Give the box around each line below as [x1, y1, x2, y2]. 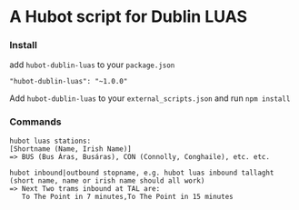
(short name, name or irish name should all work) [9, 175, 205, 185]
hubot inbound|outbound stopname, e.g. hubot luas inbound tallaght [9, 168, 274, 177]
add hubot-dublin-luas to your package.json [9, 59, 175, 70]
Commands [9, 115, 62, 128]
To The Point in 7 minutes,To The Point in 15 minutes [21, 192, 234, 201]
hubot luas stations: [9, 136, 92, 145]
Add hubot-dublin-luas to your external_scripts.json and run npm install [9, 93, 291, 104]
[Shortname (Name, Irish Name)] [9, 144, 132, 154]
